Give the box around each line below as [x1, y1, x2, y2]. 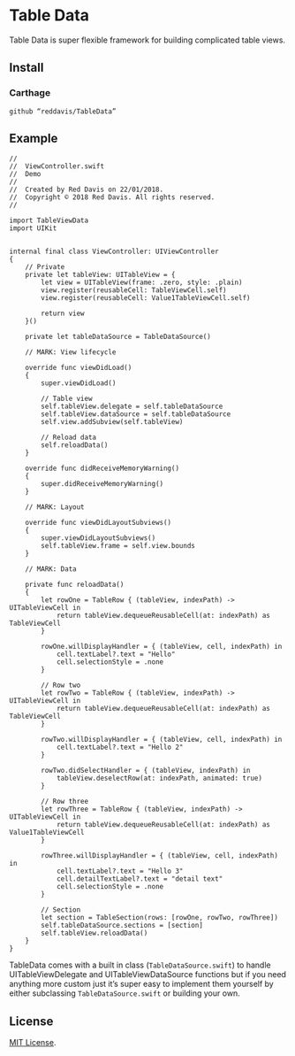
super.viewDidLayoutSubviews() [41, 534, 156, 543]
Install [9, 60, 44, 75]
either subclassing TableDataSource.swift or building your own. [9, 988, 240, 998]
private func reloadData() [25, 581, 125, 590]
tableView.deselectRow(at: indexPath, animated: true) [56, 774, 263, 783]
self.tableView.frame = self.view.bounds [41, 542, 196, 551]
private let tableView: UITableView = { [25, 271, 176, 280]
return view [41, 309, 86, 319]
